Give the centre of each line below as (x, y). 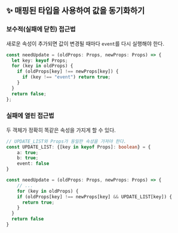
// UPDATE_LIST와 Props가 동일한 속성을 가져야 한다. (66, 141)
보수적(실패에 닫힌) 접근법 (41, 29)
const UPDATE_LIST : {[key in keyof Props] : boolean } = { (79, 147)
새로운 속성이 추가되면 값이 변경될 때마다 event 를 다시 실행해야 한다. (85, 43)
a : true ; (28, 152)
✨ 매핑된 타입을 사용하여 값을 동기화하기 (76, 11)
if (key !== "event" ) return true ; (66, 77)
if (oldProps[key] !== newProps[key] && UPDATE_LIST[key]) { (94, 196)
